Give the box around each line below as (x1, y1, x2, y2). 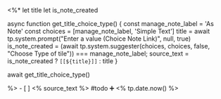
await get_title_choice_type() (7, 70, 90, 79)
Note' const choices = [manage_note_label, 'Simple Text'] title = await (7, 27, 210, 35)
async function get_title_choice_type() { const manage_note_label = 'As (7, 20, 215, 27)
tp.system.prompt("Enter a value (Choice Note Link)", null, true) (7, 34, 191, 43)
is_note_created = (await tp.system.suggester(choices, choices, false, (7, 42, 210, 50)
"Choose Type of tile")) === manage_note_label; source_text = (7, 49, 189, 58)
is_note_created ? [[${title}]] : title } (7, 57, 118, 65)
